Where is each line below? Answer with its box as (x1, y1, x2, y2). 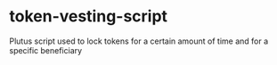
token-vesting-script (9, 6, 167, 27)
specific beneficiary (9, 45, 83, 55)
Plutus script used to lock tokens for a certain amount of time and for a (9, 36, 269, 46)
